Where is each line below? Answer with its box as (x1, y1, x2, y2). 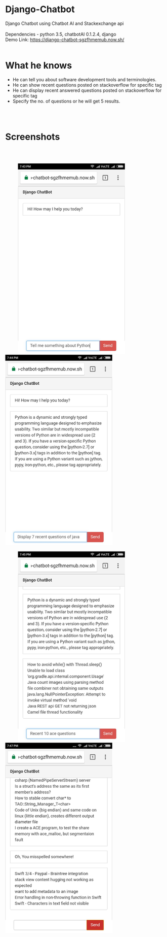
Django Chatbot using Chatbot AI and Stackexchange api (5, 20, 124, 26)
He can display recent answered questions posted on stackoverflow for (12, 87, 162, 93)
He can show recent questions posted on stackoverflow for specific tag (12, 82, 162, 88)
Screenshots (5, 131, 60, 143)
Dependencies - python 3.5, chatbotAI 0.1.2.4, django (5, 31, 116, 37)
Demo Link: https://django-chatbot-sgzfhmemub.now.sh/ (5, 37, 124, 43)
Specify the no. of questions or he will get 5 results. (12, 98, 120, 104)
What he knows (5, 60, 72, 72)
